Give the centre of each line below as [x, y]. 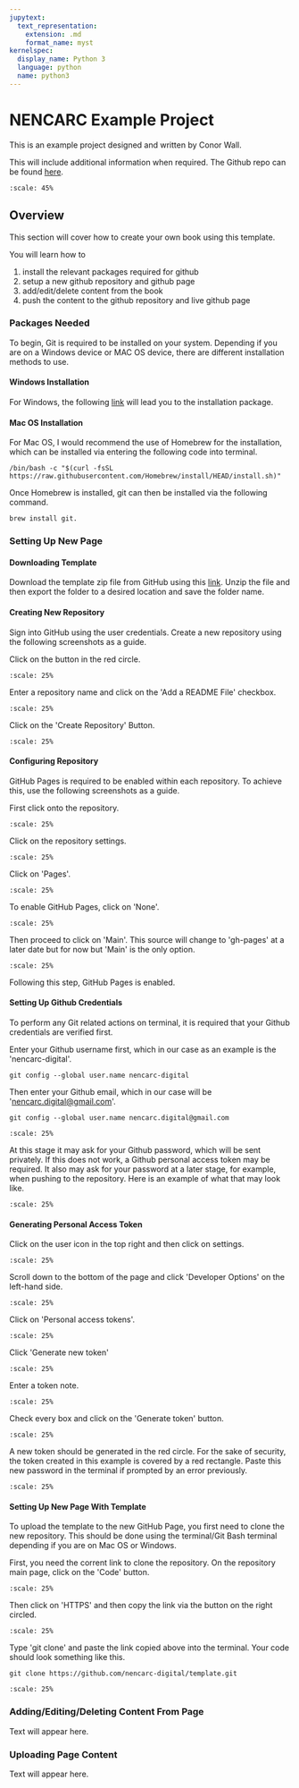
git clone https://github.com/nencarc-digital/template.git [124, 1674]
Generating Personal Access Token [76, 1224]
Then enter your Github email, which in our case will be [111, 1091]
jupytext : [28, 17]
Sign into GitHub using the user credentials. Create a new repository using [146, 632]
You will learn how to [48, 254]
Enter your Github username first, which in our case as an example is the [143, 1049]
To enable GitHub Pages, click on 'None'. [84, 907]
